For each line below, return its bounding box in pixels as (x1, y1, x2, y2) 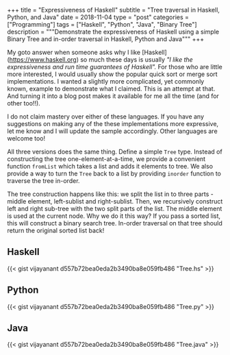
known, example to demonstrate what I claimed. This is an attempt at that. (7, 85, 216, 93)
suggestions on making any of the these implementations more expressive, (7, 120, 219, 127)
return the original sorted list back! (7, 226, 105, 234)
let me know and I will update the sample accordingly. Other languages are (7, 127, 218, 135)
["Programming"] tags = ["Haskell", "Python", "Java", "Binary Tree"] (7, 21, 197, 28)
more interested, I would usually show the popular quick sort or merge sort (7, 70, 218, 78)
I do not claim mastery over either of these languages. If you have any (7, 112, 204, 121)
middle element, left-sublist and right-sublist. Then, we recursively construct (7, 197, 223, 205)
